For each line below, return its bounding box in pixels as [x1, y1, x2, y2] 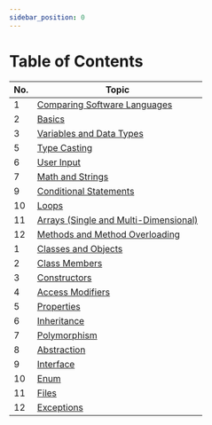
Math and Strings [36, 170, 109, 183]
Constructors [36, 272, 92, 284]
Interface [36, 358, 75, 370]
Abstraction [36, 343, 86, 356]
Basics [36, 113, 65, 125]
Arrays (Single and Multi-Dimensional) [36, 214, 199, 226]
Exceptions [36, 401, 84, 413]
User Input [36, 156, 82, 169]
